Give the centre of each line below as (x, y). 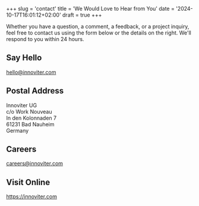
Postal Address (35, 91)
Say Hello (24, 58)
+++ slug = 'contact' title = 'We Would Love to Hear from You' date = (91, 9)
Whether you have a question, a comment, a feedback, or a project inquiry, (98, 26)
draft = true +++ (82, 15)
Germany (18, 130)
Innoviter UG (22, 105)
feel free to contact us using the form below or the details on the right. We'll (99, 33)
